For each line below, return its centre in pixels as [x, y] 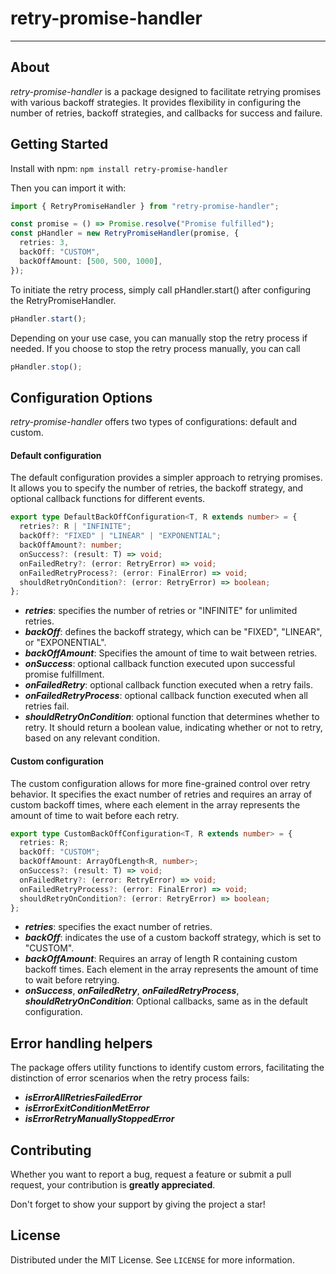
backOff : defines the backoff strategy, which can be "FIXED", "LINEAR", [173, 632]
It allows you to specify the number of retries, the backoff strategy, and [157, 488]
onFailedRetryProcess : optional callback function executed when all [166, 696]
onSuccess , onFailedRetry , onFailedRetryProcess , [132, 991]
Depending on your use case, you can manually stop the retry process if [159, 338]
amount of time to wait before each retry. [95, 815]
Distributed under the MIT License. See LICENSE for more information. [152, 1259]
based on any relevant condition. [92, 738]
